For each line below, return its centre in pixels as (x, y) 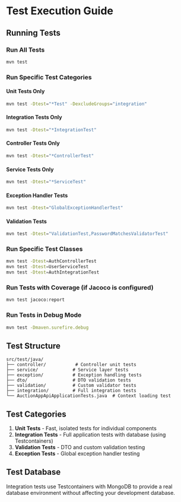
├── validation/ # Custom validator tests (71, 386)
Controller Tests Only (33, 143)
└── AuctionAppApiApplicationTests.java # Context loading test (88, 396)
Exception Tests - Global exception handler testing (77, 454)
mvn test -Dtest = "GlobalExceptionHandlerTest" (65, 208)
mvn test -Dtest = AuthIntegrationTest (53, 272)
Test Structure (34, 346)
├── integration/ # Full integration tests (71, 391)
